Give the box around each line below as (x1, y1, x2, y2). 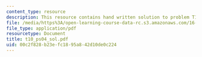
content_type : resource (6, 8, 66, 15)
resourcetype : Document (6, 31, 66, 37)
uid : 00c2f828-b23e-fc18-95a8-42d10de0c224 (6, 42, 117, 48)
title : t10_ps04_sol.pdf (6, 36, 69, 42)
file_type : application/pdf (6, 25, 77, 31)
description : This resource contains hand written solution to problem (6, 14, 189, 20)
